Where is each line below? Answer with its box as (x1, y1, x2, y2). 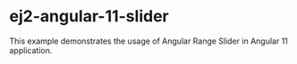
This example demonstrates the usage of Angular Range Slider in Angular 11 (9, 36, 289, 46)
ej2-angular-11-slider (9, 6, 169, 27)
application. (9, 44, 53, 55)
